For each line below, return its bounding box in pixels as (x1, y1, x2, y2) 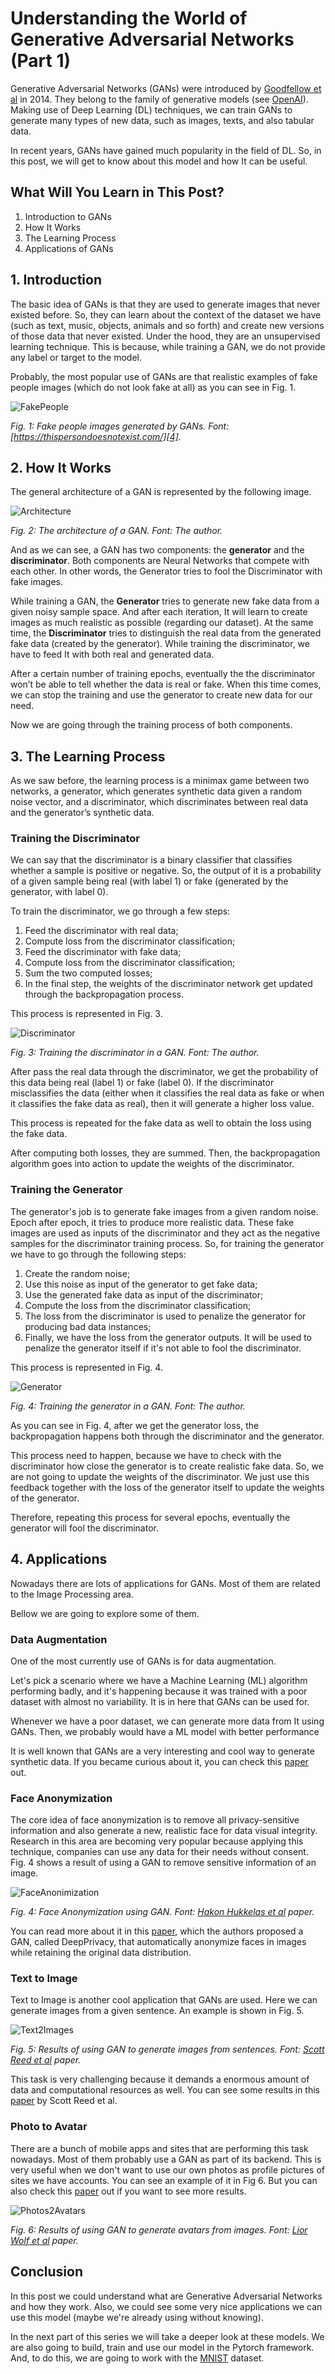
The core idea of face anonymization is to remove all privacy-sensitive (10, 1814, 300, 1826)
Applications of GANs (24, 242, 114, 254)
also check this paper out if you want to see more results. (10, 2185, 247, 2197)
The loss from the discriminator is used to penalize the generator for (24, 1310, 307, 1322)
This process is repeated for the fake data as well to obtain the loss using (10, 1117, 312, 1129)
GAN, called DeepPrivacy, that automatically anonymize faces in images (10, 1936, 307, 1948)
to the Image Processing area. (10, 1588, 134, 1600)
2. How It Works (10, 459, 112, 476)
